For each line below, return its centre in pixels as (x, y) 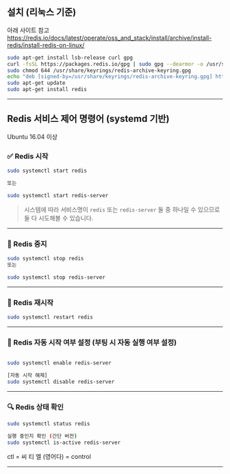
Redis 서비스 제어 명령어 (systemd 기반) (88, 119)
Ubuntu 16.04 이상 (33, 136)
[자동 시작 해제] (27, 375)
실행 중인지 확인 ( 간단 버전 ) (42, 436)
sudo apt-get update (37, 83)
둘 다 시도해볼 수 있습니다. (59, 218)
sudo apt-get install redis (47, 90)
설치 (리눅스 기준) (42, 12)
